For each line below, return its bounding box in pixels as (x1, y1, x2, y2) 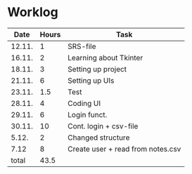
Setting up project (68, 64, 127, 74)
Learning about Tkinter (68, 53, 143, 62)
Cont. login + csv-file (68, 121, 139, 130)
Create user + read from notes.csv (68, 144, 181, 154)
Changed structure (68, 133, 130, 142)
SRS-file (68, 41, 96, 51)
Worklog (7, 4, 58, 20)
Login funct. (68, 109, 108, 119)
